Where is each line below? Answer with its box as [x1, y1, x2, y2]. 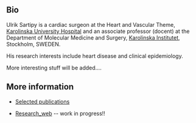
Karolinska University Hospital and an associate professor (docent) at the [6, 27, 190, 35]
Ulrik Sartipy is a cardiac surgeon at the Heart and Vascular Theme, [6, 21, 175, 28]
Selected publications [15, 97, 70, 105]
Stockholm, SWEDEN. [6, 40, 61, 47]
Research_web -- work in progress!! [15, 110, 105, 117]
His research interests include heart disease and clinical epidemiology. [6, 52, 184, 60]
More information [6, 82, 74, 92]
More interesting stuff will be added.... [6, 64, 102, 71]
